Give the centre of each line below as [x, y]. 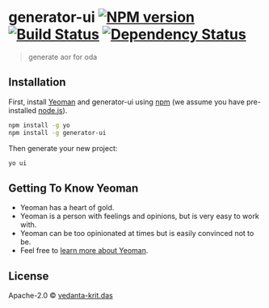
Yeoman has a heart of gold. [67, 208]
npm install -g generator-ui [57, 133]
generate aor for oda [63, 57]
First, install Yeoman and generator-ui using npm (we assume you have [126, 102]
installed [23, 110]
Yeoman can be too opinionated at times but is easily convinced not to [137, 234]
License [29, 276]
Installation [37, 82]
